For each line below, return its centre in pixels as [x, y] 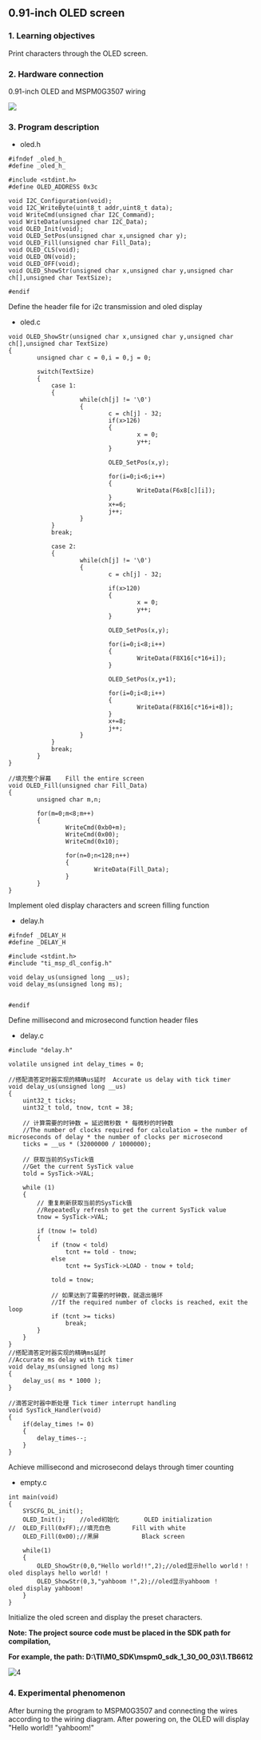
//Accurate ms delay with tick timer [71, 1360]
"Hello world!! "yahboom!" [51, 1727]
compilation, [30, 1642]
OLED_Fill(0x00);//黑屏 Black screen [104, 1537]
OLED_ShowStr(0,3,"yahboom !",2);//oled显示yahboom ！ [128, 1582]
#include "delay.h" [41, 1051]
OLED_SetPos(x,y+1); [142, 679]
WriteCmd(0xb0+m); [96, 828]
